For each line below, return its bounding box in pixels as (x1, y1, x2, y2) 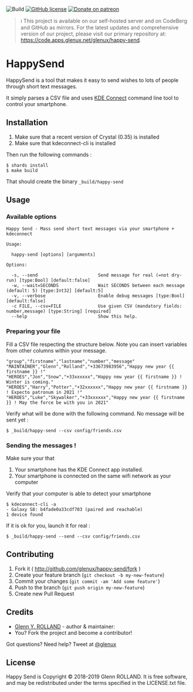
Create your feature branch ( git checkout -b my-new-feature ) (14, 571, 165, 578)
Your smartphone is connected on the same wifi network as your (14, 472, 171, 480)
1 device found (6, 512, 43, 518)
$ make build (6, 167, 38, 173)
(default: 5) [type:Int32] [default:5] (6, 288, 104, 294)
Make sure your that (6, 454, 55, 462)
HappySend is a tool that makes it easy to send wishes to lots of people (6, 77, 179, 84)
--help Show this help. (11, 314, 138, 319)
